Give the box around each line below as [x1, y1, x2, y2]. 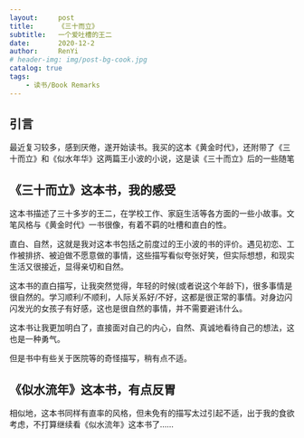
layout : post [9, 13, 75, 23]
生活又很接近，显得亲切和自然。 [9, 262, 128, 272]
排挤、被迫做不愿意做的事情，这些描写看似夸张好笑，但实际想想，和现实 [24, 250, 295, 261]
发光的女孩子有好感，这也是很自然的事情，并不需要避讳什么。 [16, 303, 247, 314]
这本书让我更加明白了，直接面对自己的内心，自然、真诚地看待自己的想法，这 [9, 322, 295, 333]
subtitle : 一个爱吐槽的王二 [9, 30, 113, 39]
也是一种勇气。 [9, 334, 65, 345]
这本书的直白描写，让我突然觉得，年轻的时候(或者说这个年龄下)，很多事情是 [9, 281, 293, 291]
